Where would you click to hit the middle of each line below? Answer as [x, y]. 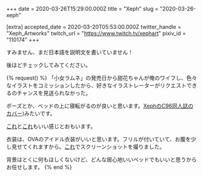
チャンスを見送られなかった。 [54, 93]
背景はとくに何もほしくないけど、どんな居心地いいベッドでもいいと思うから [101, 159]
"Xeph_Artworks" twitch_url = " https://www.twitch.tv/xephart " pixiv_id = [96, 33]
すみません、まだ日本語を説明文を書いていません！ [70, 52]
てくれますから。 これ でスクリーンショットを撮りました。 [94, 147]
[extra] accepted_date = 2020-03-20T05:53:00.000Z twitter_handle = [94, 27]
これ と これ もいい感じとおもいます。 [51, 126]
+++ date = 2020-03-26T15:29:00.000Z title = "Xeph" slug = [82, 9]
